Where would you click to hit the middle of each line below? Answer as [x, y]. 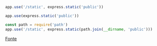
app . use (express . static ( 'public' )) [42, 16]
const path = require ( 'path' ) [37, 24]
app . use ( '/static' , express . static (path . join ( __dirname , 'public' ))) [79, 29]
